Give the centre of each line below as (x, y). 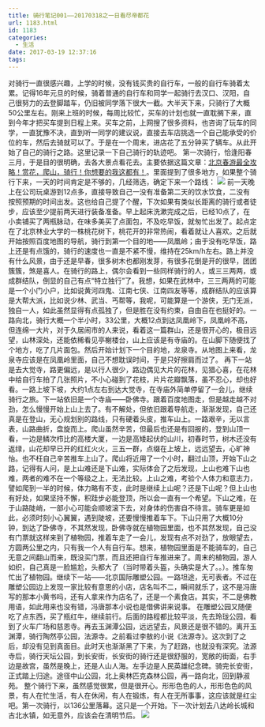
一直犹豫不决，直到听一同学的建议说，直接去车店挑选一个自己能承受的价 (139, 132)
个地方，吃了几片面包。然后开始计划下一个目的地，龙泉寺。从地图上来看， (129, 349)
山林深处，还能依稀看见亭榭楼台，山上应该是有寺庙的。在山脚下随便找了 (139, 340)
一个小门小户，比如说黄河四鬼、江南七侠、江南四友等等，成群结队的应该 (132, 290)
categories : (28, 38)
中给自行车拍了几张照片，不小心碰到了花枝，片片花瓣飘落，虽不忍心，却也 (129, 379)
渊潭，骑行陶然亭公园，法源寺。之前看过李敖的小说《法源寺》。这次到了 (124, 636)
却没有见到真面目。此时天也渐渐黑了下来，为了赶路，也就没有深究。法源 (139, 646)
